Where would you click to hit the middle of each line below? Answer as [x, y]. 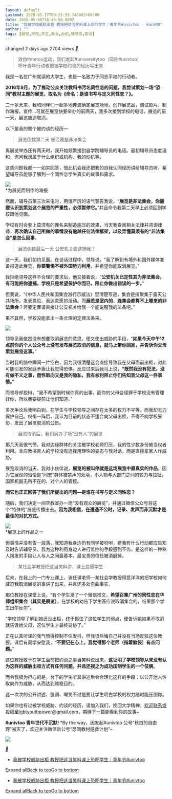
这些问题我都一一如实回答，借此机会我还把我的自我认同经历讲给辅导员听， [84, 168]
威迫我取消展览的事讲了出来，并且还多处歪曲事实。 [59, 584]
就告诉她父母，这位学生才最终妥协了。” [46, 625]
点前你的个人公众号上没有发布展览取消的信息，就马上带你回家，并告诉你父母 [86, 345]
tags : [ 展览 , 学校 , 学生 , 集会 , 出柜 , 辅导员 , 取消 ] [50, 34]
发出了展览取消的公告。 [39, 423]
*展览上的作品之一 [25, 532]
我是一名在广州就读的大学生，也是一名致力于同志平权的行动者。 [72, 77]
